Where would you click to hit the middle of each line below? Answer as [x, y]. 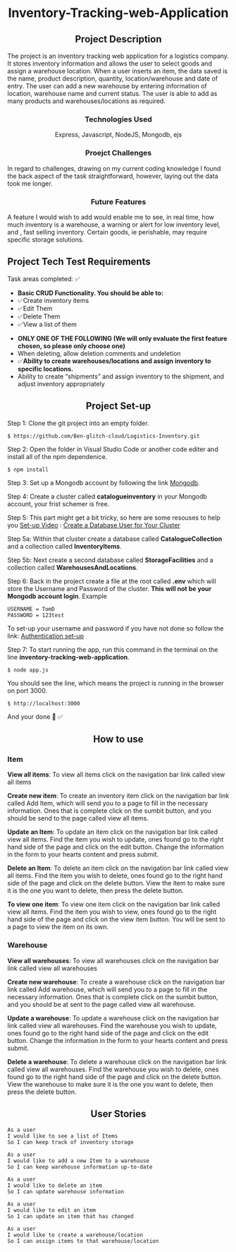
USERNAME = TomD [31, 609]
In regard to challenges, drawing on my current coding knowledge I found [114, 168]
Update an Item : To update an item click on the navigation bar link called [113, 832]
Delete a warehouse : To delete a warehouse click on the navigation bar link [117, 1061]
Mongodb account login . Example [57, 596]
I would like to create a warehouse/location [75, 1235]
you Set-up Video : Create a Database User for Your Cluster [94, 525]
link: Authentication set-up [46, 636]
